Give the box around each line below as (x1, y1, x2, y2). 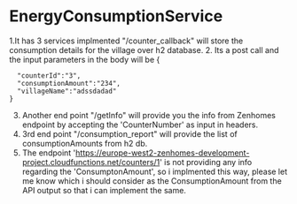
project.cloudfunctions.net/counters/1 (21, 156, 160, 167)
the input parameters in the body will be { (9, 54, 160, 64)
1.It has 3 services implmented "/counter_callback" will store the (9, 35, 244, 46)
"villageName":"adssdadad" (17, 87, 117, 95)
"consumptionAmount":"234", (17, 79, 121, 87)
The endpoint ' (21, 147, 76, 158)
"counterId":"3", (17, 71, 82, 80)
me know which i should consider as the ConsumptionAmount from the (21, 175, 282, 186)
